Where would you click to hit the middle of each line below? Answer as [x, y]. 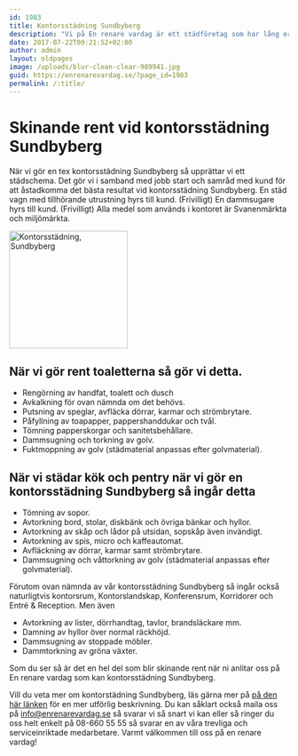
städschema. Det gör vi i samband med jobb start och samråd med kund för [148, 180]
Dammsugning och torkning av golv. [88, 440]
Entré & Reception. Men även [62, 606]
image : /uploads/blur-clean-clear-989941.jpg [94, 68]
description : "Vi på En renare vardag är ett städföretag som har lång [144, 34]
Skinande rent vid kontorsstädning [140, 127]
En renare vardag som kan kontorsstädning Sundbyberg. [112, 678]
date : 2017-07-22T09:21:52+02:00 [71, 42]
